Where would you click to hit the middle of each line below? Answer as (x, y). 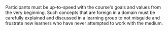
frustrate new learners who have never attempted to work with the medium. (84, 23)
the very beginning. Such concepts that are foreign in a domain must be (80, 12)
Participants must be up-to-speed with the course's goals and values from (83, 7)
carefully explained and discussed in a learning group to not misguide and (83, 18)
